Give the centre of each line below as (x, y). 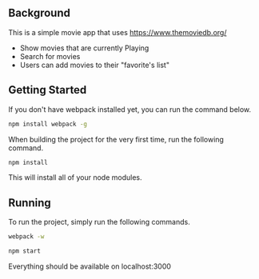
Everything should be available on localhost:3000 (90, 266)
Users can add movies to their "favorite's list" (95, 65)
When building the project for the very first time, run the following (116, 139)
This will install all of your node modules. (75, 177)
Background (39, 13)
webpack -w (26, 237)
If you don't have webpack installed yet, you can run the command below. (130, 109)
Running (30, 203)
